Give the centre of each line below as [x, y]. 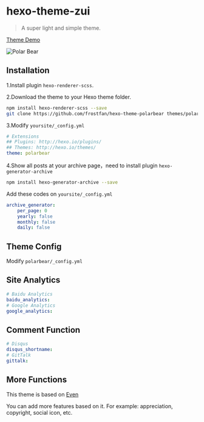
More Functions [37, 380]
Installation [28, 71]
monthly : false [36, 222]
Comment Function [43, 330]
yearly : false [35, 216]
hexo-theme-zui [48, 11]
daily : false [34, 228]
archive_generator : [31, 205]
